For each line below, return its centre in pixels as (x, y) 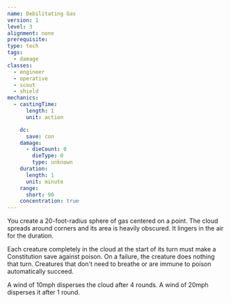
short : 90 (40, 195)
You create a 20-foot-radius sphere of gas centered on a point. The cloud (113, 221)
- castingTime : (35, 104)
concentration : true (49, 201)
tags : (15, 53)
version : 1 (23, 20)
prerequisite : (28, 40)
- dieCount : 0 (46, 149)
